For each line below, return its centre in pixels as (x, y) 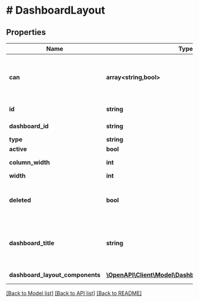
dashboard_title (32, 243)
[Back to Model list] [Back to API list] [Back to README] (74, 293)
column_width (30, 162)
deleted (20, 200)
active (18, 149)
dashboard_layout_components (55, 275)
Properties (26, 32)
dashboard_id (29, 126)
